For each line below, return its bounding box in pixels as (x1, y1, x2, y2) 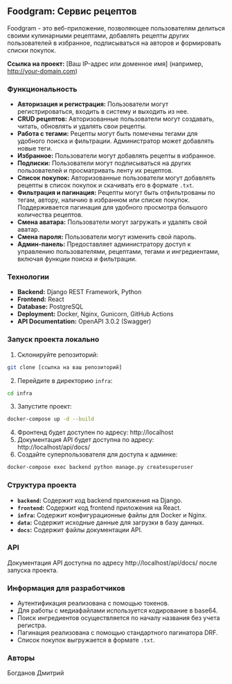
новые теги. (17, 144, 53, 153)
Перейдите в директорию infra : (17, 376, 113, 384)
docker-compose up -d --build (7, 416, 95, 422)
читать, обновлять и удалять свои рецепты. (17, 122, 147, 130)
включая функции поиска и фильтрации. (17, 255, 137, 263)
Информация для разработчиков (7, 583, 126, 592)
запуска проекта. (7, 565, 59, 574)
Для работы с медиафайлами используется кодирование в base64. (17, 606, 218, 615)
